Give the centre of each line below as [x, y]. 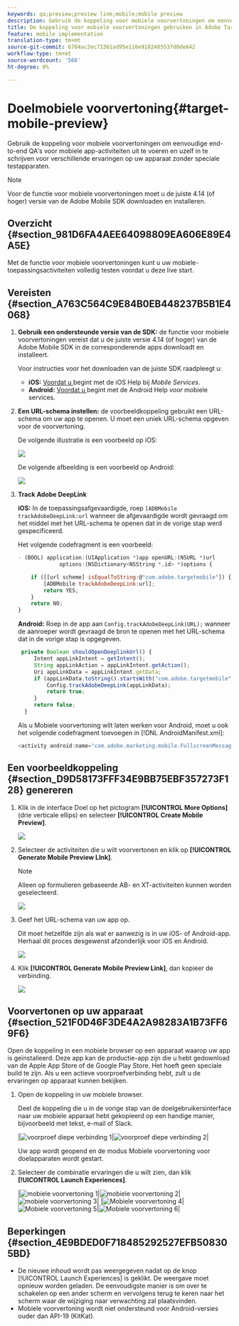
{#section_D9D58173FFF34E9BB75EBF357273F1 [118, 779]
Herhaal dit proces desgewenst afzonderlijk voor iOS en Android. [113, 941]
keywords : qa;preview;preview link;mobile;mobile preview [95, 14]
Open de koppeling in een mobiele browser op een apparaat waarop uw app [119, 1051]
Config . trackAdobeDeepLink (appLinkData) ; [109, 685]
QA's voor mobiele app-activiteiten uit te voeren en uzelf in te [118, 151]
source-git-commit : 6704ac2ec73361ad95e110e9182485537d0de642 [101, 47]
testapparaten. [29, 166]
